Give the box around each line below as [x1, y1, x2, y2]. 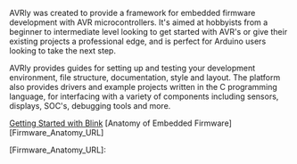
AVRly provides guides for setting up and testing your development [9, 62, 256, 73]
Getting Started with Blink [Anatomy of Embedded [9, 118, 193, 128]
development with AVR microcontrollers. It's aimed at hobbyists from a [9, 17, 268, 28]
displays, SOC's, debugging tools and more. [9, 101, 171, 111]
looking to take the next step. [9, 45, 116, 56]
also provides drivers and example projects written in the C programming [9, 82, 278, 92]
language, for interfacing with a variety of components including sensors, [9, 91, 279, 102]
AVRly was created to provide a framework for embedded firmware [9, 8, 256, 18]
